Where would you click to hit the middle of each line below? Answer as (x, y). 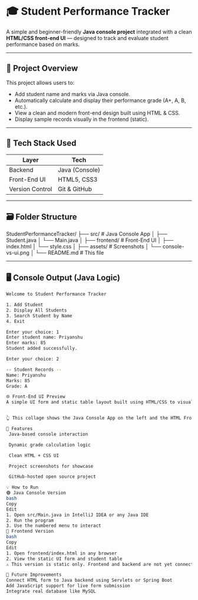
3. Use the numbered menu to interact (54, 526)
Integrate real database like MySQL (51, 591)
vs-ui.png (18, 253)
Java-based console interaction (48, 434)
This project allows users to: (40, 83)
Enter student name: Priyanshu (44, 337)
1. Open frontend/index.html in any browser (62, 553)
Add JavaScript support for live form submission (68, 586)
